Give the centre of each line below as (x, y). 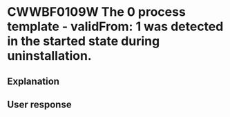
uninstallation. (49, 56)
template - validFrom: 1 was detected (115, 26)
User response (39, 104)
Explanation (33, 81)
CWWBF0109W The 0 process (97, 12)
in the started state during (84, 41)
